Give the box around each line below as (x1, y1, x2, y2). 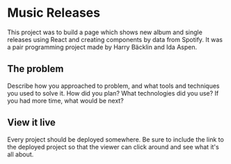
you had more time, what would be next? (7, 96, 124, 105)
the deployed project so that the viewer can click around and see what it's (7, 142, 219, 151)
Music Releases (7, 5, 101, 21)
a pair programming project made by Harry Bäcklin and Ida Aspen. (7, 43, 197, 51)
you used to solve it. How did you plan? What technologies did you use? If (7, 89, 219, 97)
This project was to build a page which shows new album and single (7, 28, 203, 36)
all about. (7, 150, 34, 158)
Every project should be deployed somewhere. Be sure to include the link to (7, 135, 224, 144)
